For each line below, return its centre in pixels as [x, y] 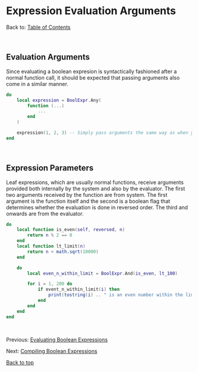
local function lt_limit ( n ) [51, 246]
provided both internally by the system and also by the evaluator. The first [96, 188]
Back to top [20, 362]
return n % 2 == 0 [50, 235]
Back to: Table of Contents [38, 27]
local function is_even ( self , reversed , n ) [71, 230]
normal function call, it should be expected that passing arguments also [93, 77]
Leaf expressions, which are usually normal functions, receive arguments [95, 182]
